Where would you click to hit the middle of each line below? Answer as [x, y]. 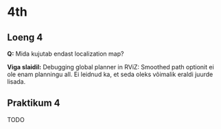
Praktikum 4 [34, 103]
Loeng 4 [25, 37]
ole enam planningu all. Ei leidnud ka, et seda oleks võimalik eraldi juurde [110, 74]
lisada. [16, 82]
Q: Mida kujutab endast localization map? [66, 54]
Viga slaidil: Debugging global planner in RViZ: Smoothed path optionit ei [110, 67]
